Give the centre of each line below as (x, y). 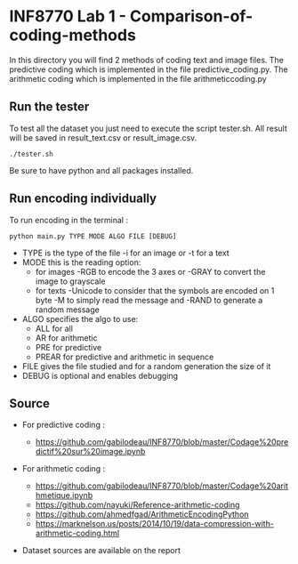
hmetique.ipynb (64, 496)
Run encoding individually (83, 199)
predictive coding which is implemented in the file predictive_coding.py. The (149, 69)
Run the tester (49, 107)
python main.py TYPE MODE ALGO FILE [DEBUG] (93, 236)
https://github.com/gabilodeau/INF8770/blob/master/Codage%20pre (162, 442)
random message (67, 310)
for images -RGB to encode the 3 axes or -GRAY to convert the (150, 271)
